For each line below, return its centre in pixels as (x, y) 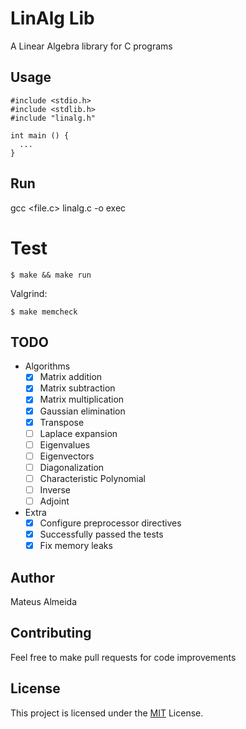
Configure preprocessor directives (110, 523)
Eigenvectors (67, 456)
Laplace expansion (78, 433)
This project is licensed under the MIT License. (107, 713)
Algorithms (47, 366)
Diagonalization (72, 467)
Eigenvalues (65, 444)
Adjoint (54, 501)
